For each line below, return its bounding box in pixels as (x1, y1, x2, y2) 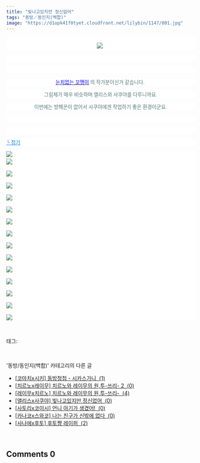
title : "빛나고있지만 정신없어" (6, 8, 75, 15)
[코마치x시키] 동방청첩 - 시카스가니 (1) (14, 375, 106, 382)
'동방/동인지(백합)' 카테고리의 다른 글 (6, 362, 92, 369)
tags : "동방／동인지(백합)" (6, 14, 67, 20)
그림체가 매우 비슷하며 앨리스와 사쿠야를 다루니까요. (44, 92, 157, 98)
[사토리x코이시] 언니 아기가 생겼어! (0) (14, 405, 106, 412)
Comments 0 (6, 449, 56, 459)
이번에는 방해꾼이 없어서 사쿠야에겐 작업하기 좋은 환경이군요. (34, 104, 168, 111)
